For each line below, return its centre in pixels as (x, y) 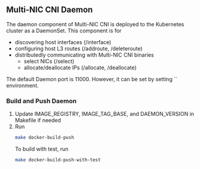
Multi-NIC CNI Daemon (50, 10)
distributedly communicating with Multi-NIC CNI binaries (84, 55)
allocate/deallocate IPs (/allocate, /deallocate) (80, 67)
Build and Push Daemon (41, 101)
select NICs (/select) (49, 61)
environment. (22, 85)
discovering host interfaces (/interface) (63, 42)
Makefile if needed (38, 120)
